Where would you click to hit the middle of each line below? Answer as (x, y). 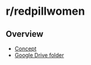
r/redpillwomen (45, 11)
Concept (26, 48)
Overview (25, 34)
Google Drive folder (39, 55)
